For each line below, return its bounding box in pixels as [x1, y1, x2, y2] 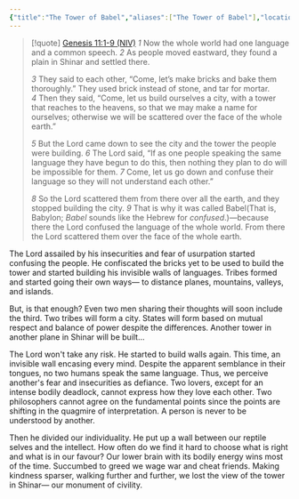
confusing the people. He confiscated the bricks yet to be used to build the [9, 257, 285, 268]
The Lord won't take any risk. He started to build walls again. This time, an [9, 349, 281, 359]
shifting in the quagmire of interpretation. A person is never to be [9, 406, 247, 416]
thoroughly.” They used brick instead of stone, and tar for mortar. [30, 83, 271, 93]
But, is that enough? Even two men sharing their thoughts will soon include [9, 303, 283, 314]
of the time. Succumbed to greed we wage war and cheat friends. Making [9, 460, 280, 471]
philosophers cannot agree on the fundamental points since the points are [9, 396, 280, 406]
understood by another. [9, 414, 95, 425]
